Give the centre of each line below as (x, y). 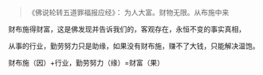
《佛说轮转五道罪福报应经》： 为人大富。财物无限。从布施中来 (128, 12)
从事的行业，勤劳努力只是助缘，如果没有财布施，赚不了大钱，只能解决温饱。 (134, 46)
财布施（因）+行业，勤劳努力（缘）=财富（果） (86, 63)
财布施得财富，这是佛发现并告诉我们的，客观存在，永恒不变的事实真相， (127, 29)
